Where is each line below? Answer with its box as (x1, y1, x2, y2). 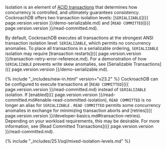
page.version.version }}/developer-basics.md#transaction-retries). (5, 113, 142, 118)
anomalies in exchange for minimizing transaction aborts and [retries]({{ (5, 107, 152, 113)
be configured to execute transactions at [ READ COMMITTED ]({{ (5, 81, 129, 87)
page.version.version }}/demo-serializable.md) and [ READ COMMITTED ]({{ (5, 20, 150, 26)
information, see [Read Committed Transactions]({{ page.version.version (5, 123, 154, 129)
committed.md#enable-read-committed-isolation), (5, 97, 108, 103)
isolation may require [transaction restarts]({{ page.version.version (5, 50, 142, 56)
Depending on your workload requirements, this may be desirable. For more (5, 118, 160, 124)
